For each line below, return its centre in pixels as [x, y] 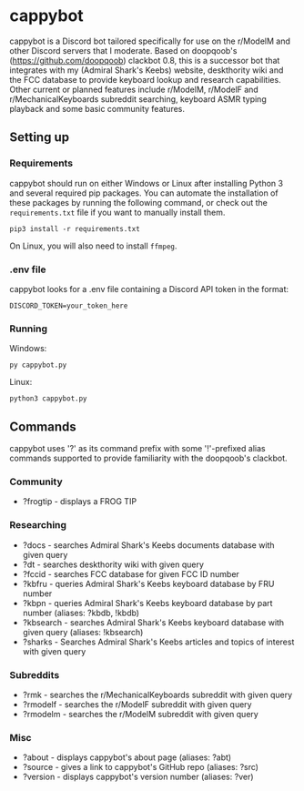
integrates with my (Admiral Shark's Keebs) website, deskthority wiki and [147, 70]
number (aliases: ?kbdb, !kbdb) [81, 613]
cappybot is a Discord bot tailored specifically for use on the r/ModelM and [150, 41]
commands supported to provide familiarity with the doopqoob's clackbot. [149, 458]
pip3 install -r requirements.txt [75, 228]
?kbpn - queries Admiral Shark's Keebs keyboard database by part [147, 603]
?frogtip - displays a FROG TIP [80, 502]
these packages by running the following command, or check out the [139, 202]
